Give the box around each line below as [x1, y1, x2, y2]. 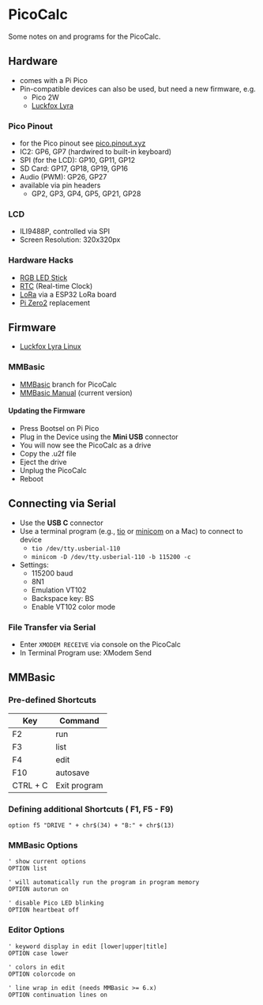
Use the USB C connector [19, 518, 104, 527]
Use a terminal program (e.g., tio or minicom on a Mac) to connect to [19, 526, 243, 535]
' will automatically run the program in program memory [8, 878, 200, 886]
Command [58, 715, 100, 726]
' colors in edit [8, 963, 66, 971]
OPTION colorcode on [8, 970, 77, 978]
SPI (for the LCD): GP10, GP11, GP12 [19, 156, 136, 165]
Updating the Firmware [8, 406, 85, 416]
